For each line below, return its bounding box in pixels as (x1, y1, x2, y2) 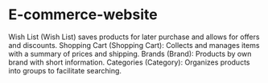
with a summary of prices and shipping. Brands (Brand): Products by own (8, 49, 252, 58)
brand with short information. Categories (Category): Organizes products (8, 57, 250, 67)
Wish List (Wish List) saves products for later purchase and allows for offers (8, 32, 260, 41)
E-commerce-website (8, 6, 159, 24)
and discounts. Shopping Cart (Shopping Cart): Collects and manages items (8, 40, 260, 49)
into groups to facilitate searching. (8, 65, 122, 75)
